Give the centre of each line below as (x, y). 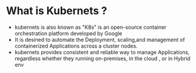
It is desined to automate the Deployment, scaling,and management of (100, 39)
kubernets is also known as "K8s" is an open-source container (90, 27)
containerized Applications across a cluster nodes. (76, 46)
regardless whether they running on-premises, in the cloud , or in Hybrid (102, 58)
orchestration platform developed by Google (68, 33)
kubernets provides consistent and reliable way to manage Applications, (102, 52)
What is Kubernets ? (57, 11)
